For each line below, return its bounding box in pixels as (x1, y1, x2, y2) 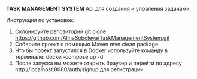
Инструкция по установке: (6, 17, 74, 23)
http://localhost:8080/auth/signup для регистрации (14, 66, 144, 73)
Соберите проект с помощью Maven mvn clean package (14, 41, 159, 48)
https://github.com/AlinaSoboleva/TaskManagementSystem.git (14, 34, 170, 41)
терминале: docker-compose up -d (14, 53, 104, 60)
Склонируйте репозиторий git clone (14, 28, 107, 35)
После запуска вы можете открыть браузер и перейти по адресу (14, 59, 183, 67)
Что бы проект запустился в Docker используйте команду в (14, 47, 168, 54)
